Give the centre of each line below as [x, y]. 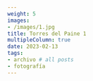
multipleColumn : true [39, 40]
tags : [15, 54]
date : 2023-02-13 [33, 46]
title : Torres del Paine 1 [47, 33]
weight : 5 [22, 14]
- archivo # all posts [41, 60]
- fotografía [26, 66]
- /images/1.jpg [31, 27]
